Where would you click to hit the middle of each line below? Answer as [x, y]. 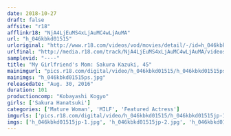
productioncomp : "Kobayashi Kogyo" [58, 97]
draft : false [26, 20]
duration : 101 [27, 90]
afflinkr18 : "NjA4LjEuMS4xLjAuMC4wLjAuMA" [69, 33]
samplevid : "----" [33, 58]
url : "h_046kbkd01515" [40, 39]
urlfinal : [21, 52]
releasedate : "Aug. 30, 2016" [51, 84]
